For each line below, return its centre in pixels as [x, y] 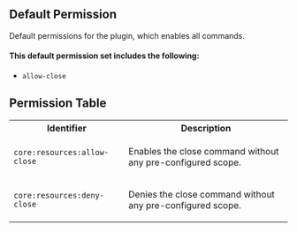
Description [206, 128]
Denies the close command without [202, 194]
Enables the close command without [203, 151]
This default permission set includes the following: [104, 56]
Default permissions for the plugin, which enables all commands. [127, 35]
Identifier [67, 128]
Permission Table [58, 104]
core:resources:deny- [59, 195]
